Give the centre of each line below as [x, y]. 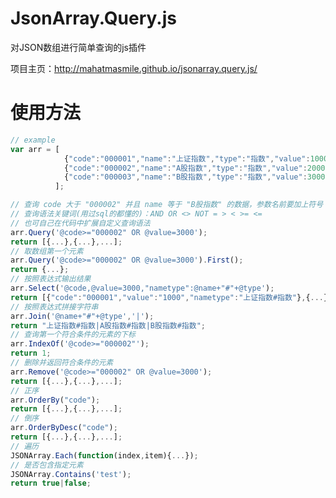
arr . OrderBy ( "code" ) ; [55, 400]
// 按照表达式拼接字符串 [54, 307]
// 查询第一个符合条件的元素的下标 [73, 335]
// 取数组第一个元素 [47, 251]
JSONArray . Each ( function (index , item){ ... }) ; [104, 455]
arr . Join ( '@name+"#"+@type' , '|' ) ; [82, 316]
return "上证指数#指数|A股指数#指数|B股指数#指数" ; [108, 325]
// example [33, 140]
